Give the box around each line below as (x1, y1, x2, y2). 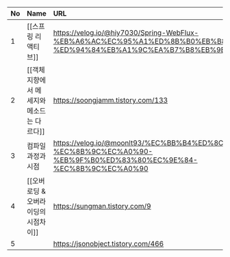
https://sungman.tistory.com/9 (53, 202, 152, 211)
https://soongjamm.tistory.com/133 (53, 96, 168, 105)
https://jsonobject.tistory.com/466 (53, 239, 164, 248)
